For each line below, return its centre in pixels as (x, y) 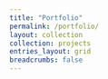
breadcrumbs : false (46, 60)
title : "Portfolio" (46, 18)
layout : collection (46, 35)
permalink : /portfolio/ (54, 26)
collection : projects (50, 43)
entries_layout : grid (50, 52)
